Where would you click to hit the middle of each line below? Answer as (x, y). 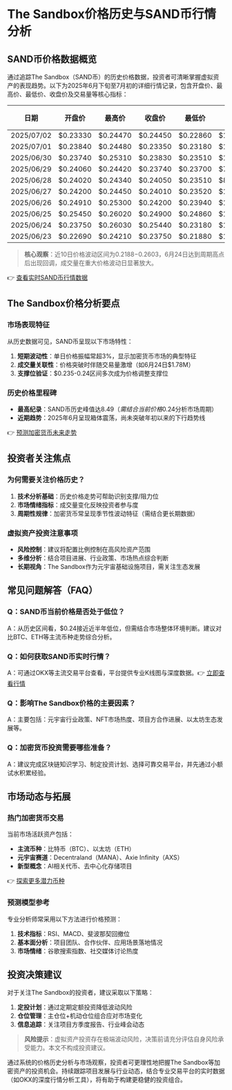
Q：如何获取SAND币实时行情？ (59, 656)
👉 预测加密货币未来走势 (42, 432)
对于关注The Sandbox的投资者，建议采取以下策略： (80, 993)
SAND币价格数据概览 (52, 59)
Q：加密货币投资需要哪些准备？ (59, 748)
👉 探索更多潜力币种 (36, 881)
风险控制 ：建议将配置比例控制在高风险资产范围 (84, 549)
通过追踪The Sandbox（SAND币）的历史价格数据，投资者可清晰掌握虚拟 (110, 77)
